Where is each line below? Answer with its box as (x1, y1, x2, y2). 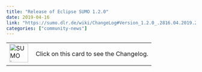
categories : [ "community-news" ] (6, 25, 87, 32)
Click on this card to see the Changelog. (35, 50, 148, 58)
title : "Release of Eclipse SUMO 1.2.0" (6, 8, 109, 15)
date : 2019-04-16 (6, 14, 50, 20)
